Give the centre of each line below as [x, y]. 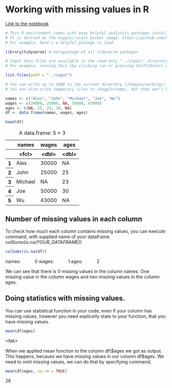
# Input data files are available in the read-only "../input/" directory [87, 61]
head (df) [15, 122]
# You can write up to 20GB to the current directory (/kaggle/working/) [86, 85]
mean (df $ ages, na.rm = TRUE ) [36, 371]
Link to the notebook [27, 24]
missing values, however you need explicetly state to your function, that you [85, 316]
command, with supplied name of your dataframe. [58, 237]
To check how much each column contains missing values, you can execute [85, 231]
